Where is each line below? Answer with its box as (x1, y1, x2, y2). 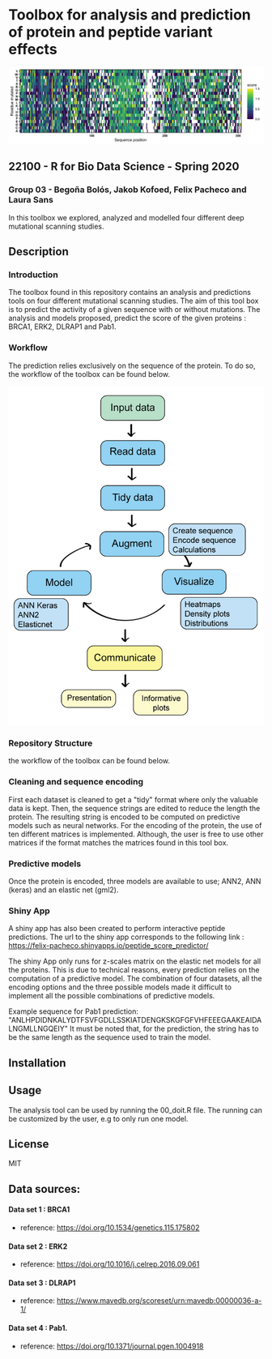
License (8, 1137, 49, 1151)
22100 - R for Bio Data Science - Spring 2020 (8, 160, 240, 173)
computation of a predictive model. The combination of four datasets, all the (8, 974, 262, 984)
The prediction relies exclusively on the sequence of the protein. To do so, (8, 361, 257, 370)
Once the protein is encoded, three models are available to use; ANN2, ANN (8, 877, 261, 887)
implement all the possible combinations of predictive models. (8, 991, 215, 1001)
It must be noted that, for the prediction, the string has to (70, 1024, 259, 1034)
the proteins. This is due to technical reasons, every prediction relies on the (8, 965, 260, 975)
